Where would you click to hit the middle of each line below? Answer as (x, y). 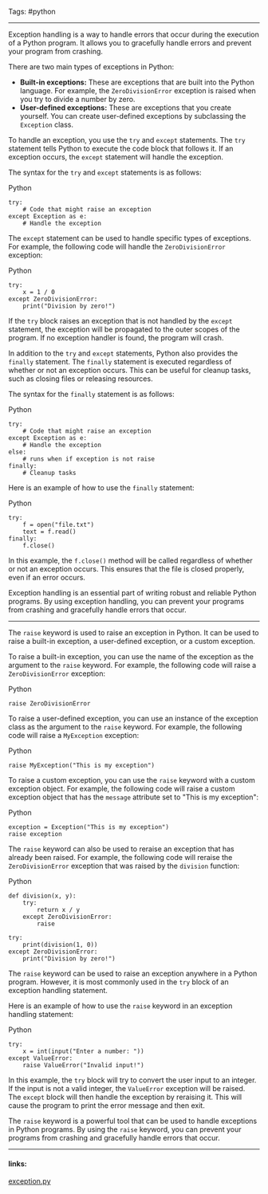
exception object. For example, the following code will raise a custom (122, 789)
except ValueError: (41, 1058)
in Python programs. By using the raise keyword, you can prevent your (125, 1129)
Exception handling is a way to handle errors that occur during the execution (134, 34)
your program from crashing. (56, 51)
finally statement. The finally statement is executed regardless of (120, 361)
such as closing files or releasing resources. (81, 379)
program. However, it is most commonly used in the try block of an (118, 982)
